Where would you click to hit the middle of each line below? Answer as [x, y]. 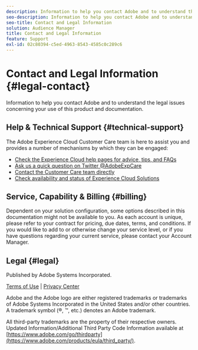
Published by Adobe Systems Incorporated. [59, 275]
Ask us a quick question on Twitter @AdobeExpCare [78, 165]
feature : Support [27, 39]
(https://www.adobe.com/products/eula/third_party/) [70, 341]
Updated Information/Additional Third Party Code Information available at [95, 328]
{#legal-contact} [48, 86]
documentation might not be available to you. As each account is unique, [95, 217]
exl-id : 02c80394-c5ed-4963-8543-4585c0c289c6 [64, 45]
